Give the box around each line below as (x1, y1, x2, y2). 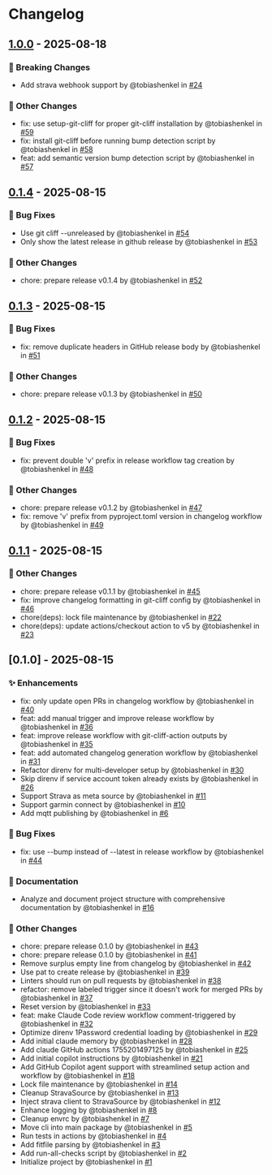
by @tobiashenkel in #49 (19, 521, 104, 530)
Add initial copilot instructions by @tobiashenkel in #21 (19, 1053, 203, 1064)
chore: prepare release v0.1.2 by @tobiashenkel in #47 (19, 503, 203, 512)
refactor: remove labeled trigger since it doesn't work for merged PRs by (19, 984, 263, 995)
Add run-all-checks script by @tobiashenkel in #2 (19, 1148, 187, 1158)
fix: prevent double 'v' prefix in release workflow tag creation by (19, 456, 235, 465)
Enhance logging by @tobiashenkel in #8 (19, 1105, 158, 1115)
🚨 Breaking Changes (8, 62, 91, 73)
